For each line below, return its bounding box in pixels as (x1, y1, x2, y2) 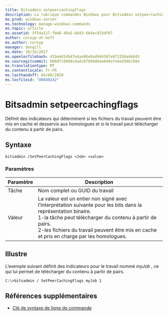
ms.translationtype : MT (5, 63, 55, 68)
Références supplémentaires (5, 292, 97, 300)
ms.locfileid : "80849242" (5, 77, 59, 82)
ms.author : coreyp (5, 40, 43, 45)
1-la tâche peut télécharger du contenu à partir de (37, 214, 157, 221)
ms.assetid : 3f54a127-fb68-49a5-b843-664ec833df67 (5, 31, 113, 36)
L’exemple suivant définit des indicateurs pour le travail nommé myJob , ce (5, 263, 159, 269)
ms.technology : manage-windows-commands (5, 21, 91, 27)
